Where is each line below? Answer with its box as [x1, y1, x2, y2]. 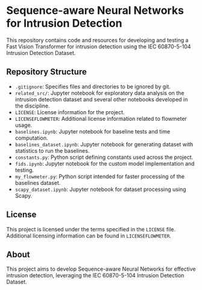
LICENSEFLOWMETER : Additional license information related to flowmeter [14, 115, 187, 122]
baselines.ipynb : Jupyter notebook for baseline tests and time [14, 127, 171, 135]
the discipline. [14, 102, 50, 109]
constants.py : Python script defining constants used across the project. [14, 153, 194, 161]
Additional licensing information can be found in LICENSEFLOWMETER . [6, 232, 172, 239]
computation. [14, 134, 48, 141]
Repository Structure [6, 67, 87, 77]
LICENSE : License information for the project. [14, 108, 125, 115]
